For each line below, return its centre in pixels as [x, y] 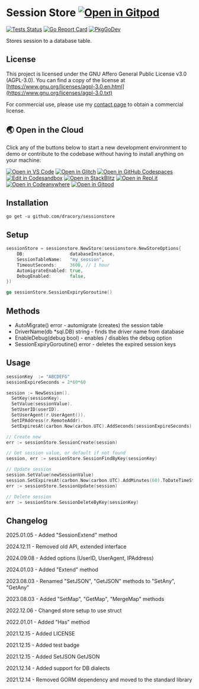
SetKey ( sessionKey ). [37, 399]
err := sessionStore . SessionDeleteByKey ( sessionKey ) [73, 502]
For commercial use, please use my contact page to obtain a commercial [95, 104]
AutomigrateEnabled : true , [50, 271]
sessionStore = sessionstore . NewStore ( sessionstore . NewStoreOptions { [94, 249]
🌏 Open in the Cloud [45, 130]
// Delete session [29, 497]
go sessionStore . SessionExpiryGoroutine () [59, 292]
